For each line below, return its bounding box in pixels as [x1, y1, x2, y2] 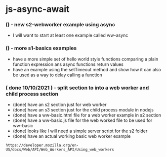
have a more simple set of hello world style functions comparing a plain [12, 56, 159, 62]
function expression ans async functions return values [12, 61, 124, 67]
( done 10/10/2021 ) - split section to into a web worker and [5, 84, 149, 91]
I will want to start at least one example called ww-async [12, 32, 128, 38]
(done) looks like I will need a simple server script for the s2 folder [12, 128, 148, 134]
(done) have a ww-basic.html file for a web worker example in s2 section [12, 112, 161, 118]
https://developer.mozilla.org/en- [5, 143, 79, 148]
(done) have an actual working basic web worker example [12, 133, 131, 139]
